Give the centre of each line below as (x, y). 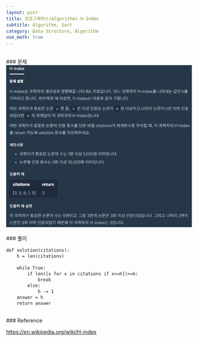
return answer (34, 303)
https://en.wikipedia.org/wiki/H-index (52, 332)
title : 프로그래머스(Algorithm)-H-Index (52, 19)
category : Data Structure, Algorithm (52, 31)
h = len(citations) (41, 256)
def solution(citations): (38, 250)
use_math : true (25, 37)
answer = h (30, 297)
